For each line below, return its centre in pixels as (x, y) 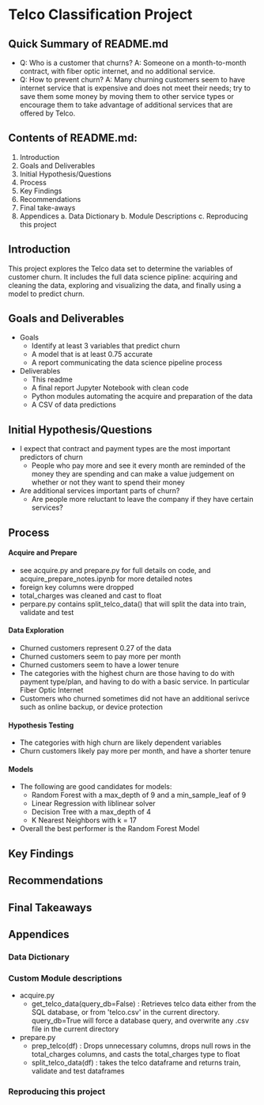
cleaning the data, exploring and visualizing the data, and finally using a (125, 285)
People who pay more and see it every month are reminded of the (138, 465)
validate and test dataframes (78, 1071)
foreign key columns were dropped (77, 587)
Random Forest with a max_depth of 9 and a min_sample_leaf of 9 (139, 795)
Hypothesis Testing (41, 725)
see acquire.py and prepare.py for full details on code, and (115, 570)
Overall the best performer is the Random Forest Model (109, 829)
